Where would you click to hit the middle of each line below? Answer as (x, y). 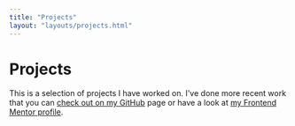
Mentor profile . (36, 112)
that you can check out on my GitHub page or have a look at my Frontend (143, 103)
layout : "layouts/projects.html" (71, 26)
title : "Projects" (43, 17)
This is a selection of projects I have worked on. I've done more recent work (147, 93)
